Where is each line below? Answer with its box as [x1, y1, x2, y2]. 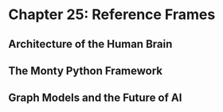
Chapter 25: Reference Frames [8, 6, 216, 24]
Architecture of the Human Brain [8, 37, 173, 51]
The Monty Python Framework [8, 64, 163, 77]
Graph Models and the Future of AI [8, 91, 182, 105]
